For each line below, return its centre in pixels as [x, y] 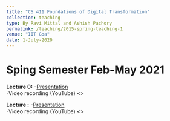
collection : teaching [34, 18]
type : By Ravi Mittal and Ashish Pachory [59, 23]
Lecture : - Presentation [35, 105]
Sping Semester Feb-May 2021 [85, 70]
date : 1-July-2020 [29, 40]
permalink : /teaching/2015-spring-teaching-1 [64, 29]
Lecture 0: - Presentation [37, 87]
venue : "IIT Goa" [28, 34]
